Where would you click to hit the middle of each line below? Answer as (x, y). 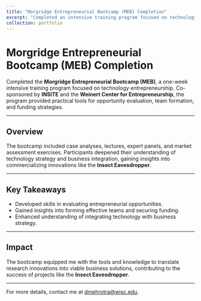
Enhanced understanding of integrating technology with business (95, 217)
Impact (19, 247)
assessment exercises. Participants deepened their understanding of (91, 153)
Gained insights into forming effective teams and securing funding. (97, 210)
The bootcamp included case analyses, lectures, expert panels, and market (99, 146)
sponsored (19, 95)
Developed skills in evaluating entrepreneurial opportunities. (89, 203)
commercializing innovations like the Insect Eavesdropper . (79, 165)
